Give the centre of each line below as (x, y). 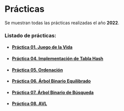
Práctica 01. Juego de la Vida (42, 47)
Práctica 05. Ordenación (37, 70)
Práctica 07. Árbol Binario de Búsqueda (53, 92)
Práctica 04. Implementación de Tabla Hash (58, 59)
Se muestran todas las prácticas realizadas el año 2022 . (62, 23)
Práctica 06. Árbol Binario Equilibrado (51, 81)
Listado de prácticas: (30, 36)
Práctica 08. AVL (29, 104)
